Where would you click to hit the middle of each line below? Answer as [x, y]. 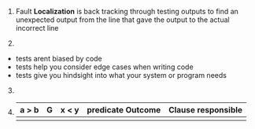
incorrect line [37, 28]
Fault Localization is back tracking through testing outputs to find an [127, 11]
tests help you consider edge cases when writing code [105, 67]
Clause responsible [205, 110]
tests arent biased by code [59, 59]
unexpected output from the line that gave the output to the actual [122, 20]
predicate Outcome [124, 110]
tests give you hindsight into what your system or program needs [121, 75]
